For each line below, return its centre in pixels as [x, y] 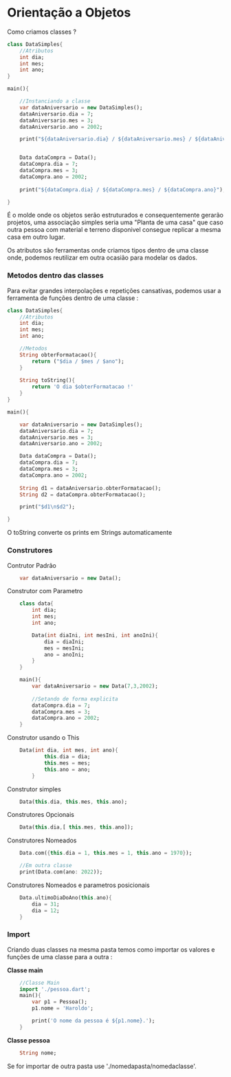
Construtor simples [34, 789]
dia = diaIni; [64, 641]
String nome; [38, 1053]
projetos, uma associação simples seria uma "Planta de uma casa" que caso [115, 222]
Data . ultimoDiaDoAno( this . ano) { [66, 897]
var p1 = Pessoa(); [60, 1002]
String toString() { [47, 381]
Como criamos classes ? [42, 32]
